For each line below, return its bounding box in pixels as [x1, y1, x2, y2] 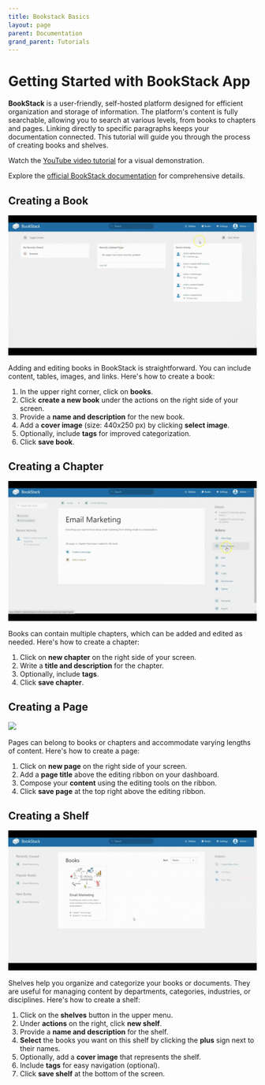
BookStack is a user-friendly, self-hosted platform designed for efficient [8, 99, 243, 108]
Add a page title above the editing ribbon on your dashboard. [19, 770, 219, 779]
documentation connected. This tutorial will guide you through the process [8, 132, 251, 142]
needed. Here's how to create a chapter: [8, 637, 140, 647]
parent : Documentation [8, 29, 83, 37]
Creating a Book [8, 194, 89, 207]
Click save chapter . [19, 677, 84, 687]
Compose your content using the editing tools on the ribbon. [19, 777, 218, 788]
